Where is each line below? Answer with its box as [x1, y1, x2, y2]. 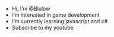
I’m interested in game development [11, 11, 100, 18]
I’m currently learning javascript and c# [11, 18, 108, 24]
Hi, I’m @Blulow [11, 5, 50, 12]
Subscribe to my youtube [11, 24, 74, 31]
